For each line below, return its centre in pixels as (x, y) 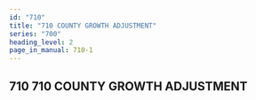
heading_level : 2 (41, 42)
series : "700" (36, 34)
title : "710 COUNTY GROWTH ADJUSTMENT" (83, 26)
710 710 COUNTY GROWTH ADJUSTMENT (128, 86)
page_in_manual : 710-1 (51, 50)
